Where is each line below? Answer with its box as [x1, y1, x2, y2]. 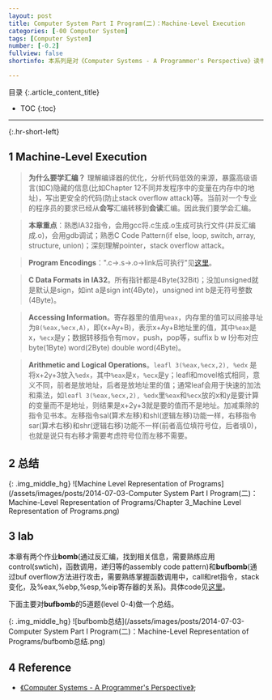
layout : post [8, 11, 53, 20]
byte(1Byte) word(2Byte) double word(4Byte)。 [28, 342, 186, 352]
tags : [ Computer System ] [8, 34, 92, 43]
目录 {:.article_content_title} [8, 87, 100, 97]
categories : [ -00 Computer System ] [8, 27, 129, 35]
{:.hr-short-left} [8, 126, 60, 136]
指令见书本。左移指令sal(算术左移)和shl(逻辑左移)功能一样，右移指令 [28, 410, 257, 420]
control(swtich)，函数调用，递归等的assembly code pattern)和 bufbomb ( [8, 562, 251, 571]
